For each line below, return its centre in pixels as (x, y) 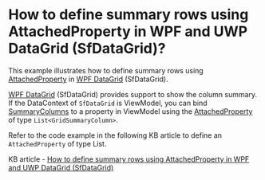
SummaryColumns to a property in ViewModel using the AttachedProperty (131, 111)
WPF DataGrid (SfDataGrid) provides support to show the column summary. (133, 94)
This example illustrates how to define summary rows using (106, 70)
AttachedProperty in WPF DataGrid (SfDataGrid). (89, 79)
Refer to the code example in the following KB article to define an (115, 135)
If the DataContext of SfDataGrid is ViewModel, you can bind (108, 103)
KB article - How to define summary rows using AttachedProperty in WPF (129, 159)
